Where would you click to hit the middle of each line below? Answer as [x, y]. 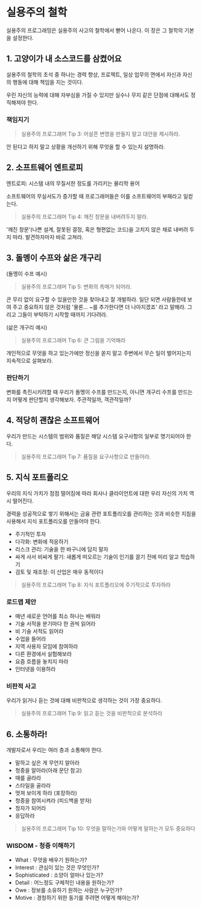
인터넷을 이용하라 [35, 669]
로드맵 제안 [21, 602]
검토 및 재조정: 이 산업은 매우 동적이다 [59, 571]
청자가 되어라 [30, 808]
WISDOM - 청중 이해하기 [41, 845]
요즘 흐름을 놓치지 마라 [42, 661]
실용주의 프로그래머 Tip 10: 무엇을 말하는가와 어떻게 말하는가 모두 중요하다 [108, 828]
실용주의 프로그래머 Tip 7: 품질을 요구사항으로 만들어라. [86, 457]
